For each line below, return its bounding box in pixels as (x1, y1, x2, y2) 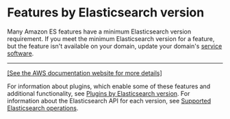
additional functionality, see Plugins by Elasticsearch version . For (7, 89, 190, 97)
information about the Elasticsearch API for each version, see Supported (7, 96, 212, 105)
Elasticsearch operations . (7, 104, 79, 112)
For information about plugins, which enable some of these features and (7, 82, 211, 90)
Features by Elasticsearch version (7, 5, 205, 21)
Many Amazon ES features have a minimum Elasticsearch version (7, 27, 192, 36)
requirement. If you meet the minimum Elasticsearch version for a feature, (7, 34, 215, 42)
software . (7, 49, 34, 57)
